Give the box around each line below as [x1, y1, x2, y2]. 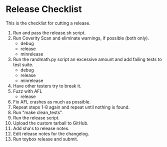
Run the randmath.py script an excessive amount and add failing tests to [12, 56, 162, 62]
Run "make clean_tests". [12, 109, 63, 115]
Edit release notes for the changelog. [12, 130, 89, 136]
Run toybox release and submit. [12, 136, 78, 142]
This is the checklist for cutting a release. [5, 20, 90, 26]
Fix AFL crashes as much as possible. [12, 98, 91, 104]
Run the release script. [12, 114, 59, 120]
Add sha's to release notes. [12, 125, 69, 131]
